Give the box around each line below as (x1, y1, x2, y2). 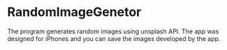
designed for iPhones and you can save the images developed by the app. (7, 34, 221, 42)
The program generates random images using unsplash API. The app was (7, 27, 219, 35)
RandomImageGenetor (7, 4, 142, 20)
